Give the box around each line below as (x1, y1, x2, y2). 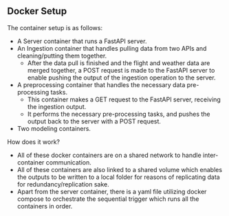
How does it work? (7, 137, 61, 146)
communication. (45, 158, 91, 167)
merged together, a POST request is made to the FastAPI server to (27, 66, 215, 74)
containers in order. (17, 202, 73, 210)
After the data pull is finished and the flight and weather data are (27, 58, 210, 67)
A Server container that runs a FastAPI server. (17, 37, 147, 45)
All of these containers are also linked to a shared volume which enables (17, 165, 222, 173)
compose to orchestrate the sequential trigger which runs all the (17, 195, 199, 203)
